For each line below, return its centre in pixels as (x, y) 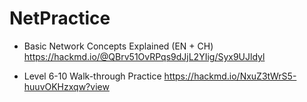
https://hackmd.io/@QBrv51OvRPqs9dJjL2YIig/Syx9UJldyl (144, 56)
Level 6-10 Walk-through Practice (92, 76)
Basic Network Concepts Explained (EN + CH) (118, 46)
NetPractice (60, 18)
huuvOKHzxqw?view (66, 86)
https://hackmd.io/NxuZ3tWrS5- (230, 76)
